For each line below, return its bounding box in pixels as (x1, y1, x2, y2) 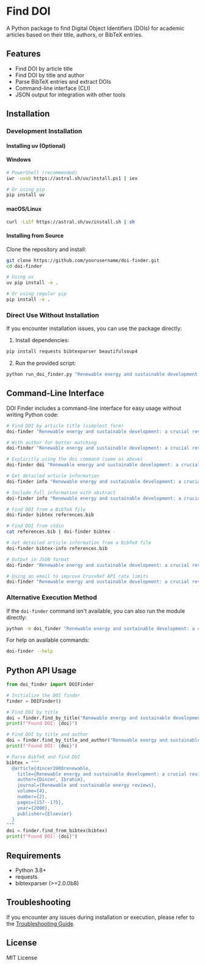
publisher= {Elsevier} (17, 811, 72, 817)
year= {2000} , (17, 805, 51, 811)
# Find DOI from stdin (6, 523, 64, 529)
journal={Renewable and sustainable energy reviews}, (17, 782, 157, 789)
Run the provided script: (15, 359, 76, 367)
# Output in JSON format (6, 556, 70, 563)
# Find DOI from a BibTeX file (6, 506, 86, 513)
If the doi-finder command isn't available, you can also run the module (6, 607, 185, 615)
